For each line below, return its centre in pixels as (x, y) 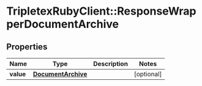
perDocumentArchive (63, 24)
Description (110, 64)
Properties (27, 47)
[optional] (148, 74)
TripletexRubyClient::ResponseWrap (101, 11)
